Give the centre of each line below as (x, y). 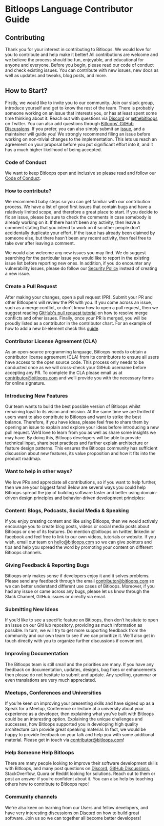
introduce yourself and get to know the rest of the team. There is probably (80, 108)
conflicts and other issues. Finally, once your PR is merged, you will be (76, 318)
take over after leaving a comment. (40, 243)
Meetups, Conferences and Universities (53, 693)
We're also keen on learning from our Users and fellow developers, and (77, 807)
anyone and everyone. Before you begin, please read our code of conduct (80, 65)
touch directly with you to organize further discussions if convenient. (74, 641)
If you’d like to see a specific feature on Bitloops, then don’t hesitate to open (82, 620)
